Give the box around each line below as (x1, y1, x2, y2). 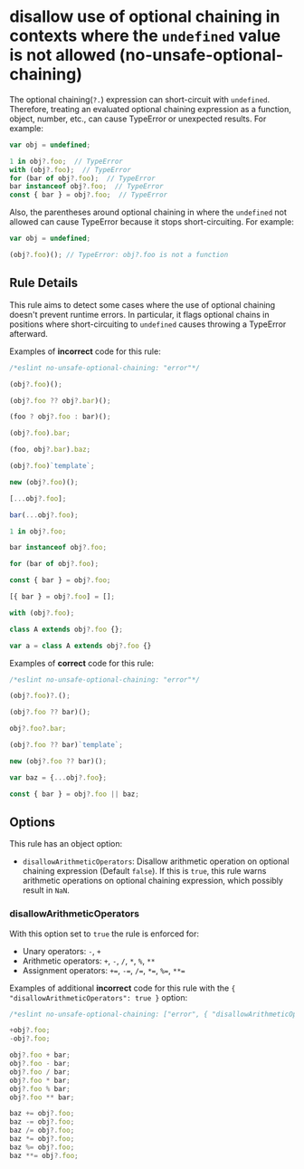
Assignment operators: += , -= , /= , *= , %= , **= (22, 964, 185, 975)
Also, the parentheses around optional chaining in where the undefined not (9, 206, 288, 218)
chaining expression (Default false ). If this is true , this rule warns (22, 866, 267, 877)
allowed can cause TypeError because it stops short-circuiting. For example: (9, 216, 294, 227)
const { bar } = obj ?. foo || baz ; (9, 790, 140, 799)
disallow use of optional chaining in (9, 6, 280, 27)
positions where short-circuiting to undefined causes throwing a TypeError (9, 319, 287, 330)
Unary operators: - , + (22, 945, 101, 956)
